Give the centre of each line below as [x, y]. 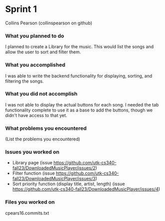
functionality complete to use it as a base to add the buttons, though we [79, 110]
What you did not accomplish [41, 94]
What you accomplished [35, 65]
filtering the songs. [24, 81]
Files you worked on [30, 202]
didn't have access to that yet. [36, 115]
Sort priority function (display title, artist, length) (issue [69, 184]
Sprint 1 [21, 9]
